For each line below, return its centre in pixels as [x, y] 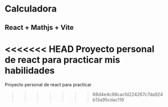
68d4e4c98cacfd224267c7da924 [128, 94]
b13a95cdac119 [108, 99]
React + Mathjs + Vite [39, 28]
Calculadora [31, 9]
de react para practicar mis [63, 60]
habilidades [30, 70]
